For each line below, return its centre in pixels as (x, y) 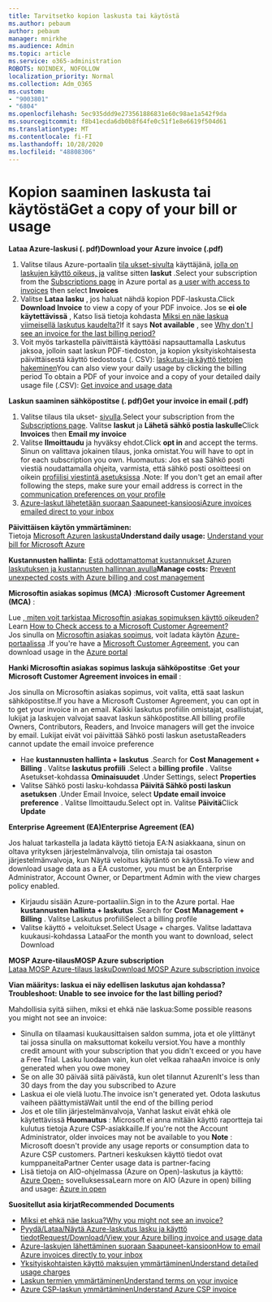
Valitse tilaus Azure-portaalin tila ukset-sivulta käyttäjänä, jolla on (129, 265)
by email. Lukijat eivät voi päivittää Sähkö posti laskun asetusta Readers (127, 735)
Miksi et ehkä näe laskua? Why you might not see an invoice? (121, 1220)
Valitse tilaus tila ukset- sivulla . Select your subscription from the (127, 417)
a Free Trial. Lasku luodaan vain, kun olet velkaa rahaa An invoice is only (140, 1059)
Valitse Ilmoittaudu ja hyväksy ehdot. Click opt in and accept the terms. (139, 442)
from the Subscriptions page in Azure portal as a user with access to (135, 282)
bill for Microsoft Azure (47, 545)
